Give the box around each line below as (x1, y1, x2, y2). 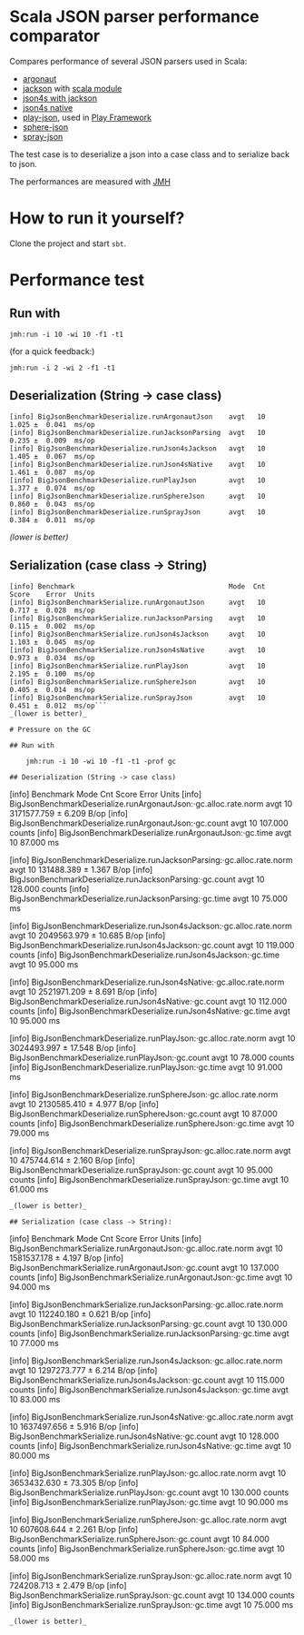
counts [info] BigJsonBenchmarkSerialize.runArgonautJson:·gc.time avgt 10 (9, 1272, 293, 1283)
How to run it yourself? (9, 208, 185, 229)
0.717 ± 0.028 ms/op (9, 606, 95, 615)
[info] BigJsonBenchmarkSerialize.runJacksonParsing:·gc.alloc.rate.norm (9, 1299, 284, 1310)
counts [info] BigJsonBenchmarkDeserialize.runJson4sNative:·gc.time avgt (9, 1006, 290, 1016)
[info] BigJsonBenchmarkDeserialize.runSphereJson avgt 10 (9, 491, 266, 500)
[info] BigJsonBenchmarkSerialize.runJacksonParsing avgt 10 (9, 613, 266, 623)
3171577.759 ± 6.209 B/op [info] (9, 808, 129, 818)
